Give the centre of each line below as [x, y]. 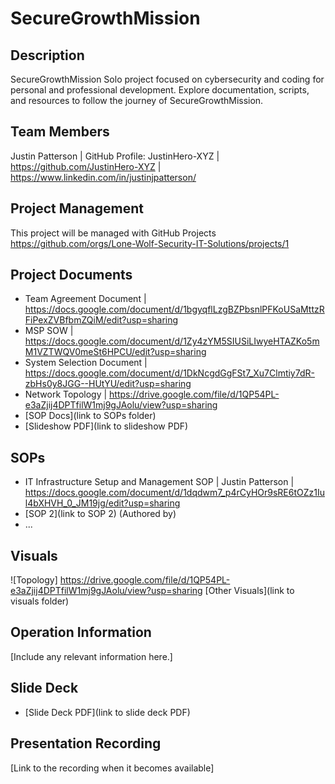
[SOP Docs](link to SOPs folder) [90, 416]
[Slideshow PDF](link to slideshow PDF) [106, 426]
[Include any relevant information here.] [91, 656]
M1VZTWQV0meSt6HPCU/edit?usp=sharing [115, 352]
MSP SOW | [49, 331]
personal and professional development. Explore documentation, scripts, [160, 90]
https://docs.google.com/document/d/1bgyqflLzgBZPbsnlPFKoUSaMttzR [174, 309]
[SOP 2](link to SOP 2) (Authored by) [100, 514]
